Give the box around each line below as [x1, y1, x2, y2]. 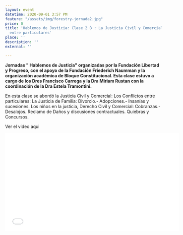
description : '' [5, 40, 39, 45]
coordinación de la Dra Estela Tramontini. [5, 83, 92, 89]
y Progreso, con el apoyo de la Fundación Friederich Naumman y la [5, 67, 145, 73]
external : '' [5, 44, 32, 49]
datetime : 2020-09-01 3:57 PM [5, 12, 68, 17]
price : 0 [5, 21, 23, 26]
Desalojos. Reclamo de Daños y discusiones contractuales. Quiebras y [5, 109, 149, 115]
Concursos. [5, 114, 29, 119]
